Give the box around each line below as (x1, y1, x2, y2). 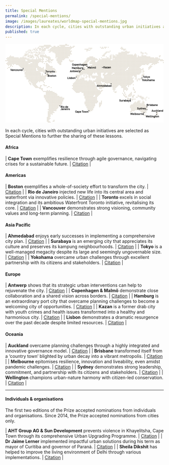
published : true (5, 29, 39, 35)
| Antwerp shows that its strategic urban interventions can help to (5, 282, 142, 289)
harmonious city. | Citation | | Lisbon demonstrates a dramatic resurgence (5, 314, 158, 320)
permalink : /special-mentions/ (5, 13, 71, 19)
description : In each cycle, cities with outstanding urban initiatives (5, 24, 161, 29)
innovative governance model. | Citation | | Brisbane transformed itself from (5, 347, 162, 354)
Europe (5, 271, 21, 277)
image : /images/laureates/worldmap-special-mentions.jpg (5, 19, 127, 24)
